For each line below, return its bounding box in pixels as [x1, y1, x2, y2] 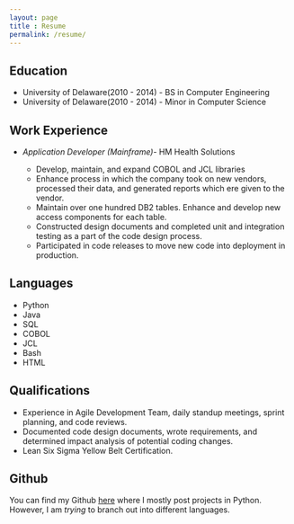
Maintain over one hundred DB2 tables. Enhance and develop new [35, 202, 281, 212]
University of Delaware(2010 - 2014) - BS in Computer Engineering [22, 87, 270, 98]
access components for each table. [35, 212, 167, 222]
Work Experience [9, 122, 109, 138]
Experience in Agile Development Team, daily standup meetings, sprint [22, 406, 285, 418]
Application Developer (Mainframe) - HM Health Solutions [22, 147, 236, 157]
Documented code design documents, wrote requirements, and [22, 426, 258, 437]
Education [9, 63, 68, 78]
